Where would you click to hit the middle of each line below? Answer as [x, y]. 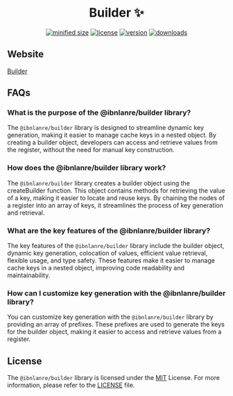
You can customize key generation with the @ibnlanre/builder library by [110, 317]
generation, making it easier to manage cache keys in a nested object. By [112, 135]
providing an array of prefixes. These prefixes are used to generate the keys [116, 324]
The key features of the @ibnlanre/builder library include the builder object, [116, 246]
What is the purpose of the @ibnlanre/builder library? [99, 113]
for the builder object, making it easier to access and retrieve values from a [114, 332]
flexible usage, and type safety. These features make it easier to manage [111, 261]
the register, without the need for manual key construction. [91, 150]
